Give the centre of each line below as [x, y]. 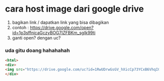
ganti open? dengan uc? [36, 38]
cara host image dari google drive [74, 9]
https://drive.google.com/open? [62, 27]
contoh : [20, 27]
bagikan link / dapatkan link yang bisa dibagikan [60, 22]
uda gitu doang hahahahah [38, 50]
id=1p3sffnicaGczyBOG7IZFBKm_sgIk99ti [54, 32]
